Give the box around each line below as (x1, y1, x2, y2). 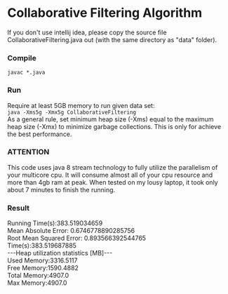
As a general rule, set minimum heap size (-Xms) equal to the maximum (7, 114, 214, 123)
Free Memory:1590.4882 (7, 264, 79, 272)
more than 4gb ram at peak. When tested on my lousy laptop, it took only (7, 178, 219, 187)
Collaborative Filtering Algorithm (7, 5, 203, 21)
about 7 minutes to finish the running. (7, 185, 116, 194)
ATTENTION (7, 147, 50, 157)
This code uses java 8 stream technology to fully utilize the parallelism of (7, 163, 218, 171)
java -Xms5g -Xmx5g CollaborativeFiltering (7, 109, 137, 116)
